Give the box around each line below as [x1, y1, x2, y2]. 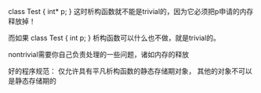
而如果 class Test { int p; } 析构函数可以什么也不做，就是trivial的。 [8, 34, 221, 42]
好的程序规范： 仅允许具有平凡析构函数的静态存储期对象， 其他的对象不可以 [8, 66, 252, 76]
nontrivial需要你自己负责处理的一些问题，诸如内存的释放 [8, 50, 190, 59]
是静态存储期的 [8, 77, 56, 85]
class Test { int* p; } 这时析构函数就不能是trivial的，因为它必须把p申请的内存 [8, 7, 254, 16]
